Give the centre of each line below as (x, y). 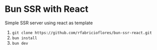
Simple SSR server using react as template (49, 23)
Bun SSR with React (47, 9)
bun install (24, 38)
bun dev (20, 43)
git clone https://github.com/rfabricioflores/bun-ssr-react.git (82, 33)
